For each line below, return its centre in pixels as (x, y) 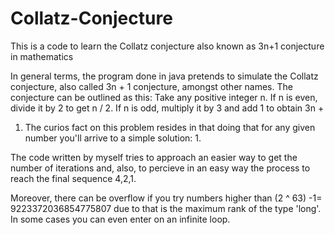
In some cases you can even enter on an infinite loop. (120, 219)
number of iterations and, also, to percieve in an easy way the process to (160, 168)
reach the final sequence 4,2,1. (73, 178)
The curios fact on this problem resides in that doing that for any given (170, 127)
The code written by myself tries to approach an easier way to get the (154, 157)
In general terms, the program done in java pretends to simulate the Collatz (164, 76)
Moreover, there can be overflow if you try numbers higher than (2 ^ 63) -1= (166, 198)
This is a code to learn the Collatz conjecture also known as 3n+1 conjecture (167, 46)
